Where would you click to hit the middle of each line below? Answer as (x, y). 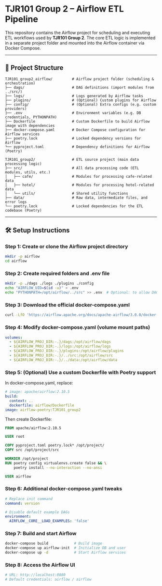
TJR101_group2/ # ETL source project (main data (72, 159)
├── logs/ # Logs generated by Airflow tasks (74, 96)
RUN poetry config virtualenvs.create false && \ (56, 463)
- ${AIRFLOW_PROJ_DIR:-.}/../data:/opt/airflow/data (63, 360)
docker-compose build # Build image (54, 543)
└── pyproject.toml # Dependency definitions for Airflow (77, 147)
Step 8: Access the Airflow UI (40, 565)
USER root (15, 437)
